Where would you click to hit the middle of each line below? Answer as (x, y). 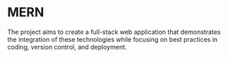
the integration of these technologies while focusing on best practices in (113, 39)
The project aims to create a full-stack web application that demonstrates (114, 32)
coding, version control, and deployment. (67, 47)
